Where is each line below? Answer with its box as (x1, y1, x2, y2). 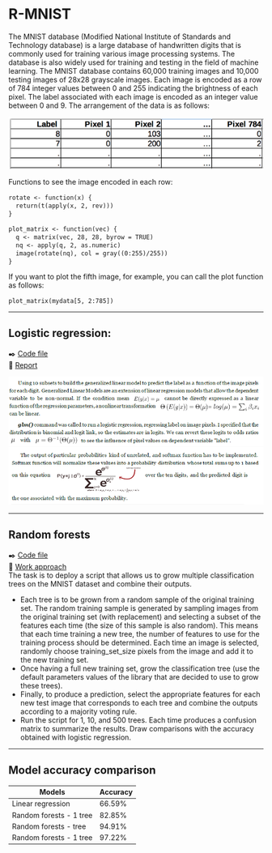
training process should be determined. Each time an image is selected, (19, 638, 259, 647)
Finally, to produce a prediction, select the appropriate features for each (19, 689, 261, 699)
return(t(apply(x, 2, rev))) (15, 202, 114, 210)
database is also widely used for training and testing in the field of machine (8, 58, 259, 67)
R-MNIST (8, 5, 71, 23)
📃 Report (8, 360, 38, 369)
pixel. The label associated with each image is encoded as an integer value (8, 92, 258, 101)
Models (39, 787, 66, 796)
